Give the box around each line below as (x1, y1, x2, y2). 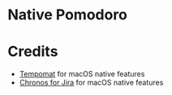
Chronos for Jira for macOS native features (19, 78, 164, 88)
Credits (7, 43, 58, 61)
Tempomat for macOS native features (19, 69, 145, 79)
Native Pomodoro (7, 6, 127, 24)
